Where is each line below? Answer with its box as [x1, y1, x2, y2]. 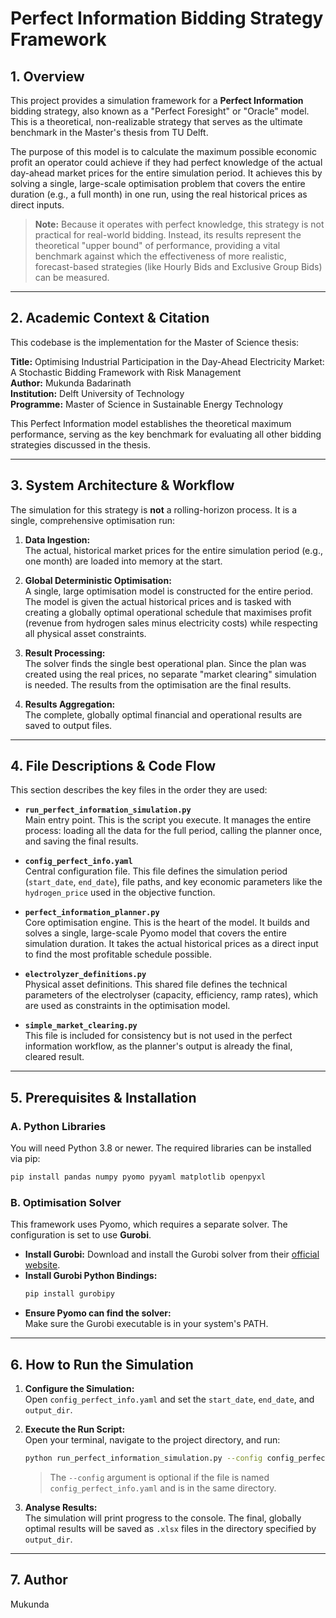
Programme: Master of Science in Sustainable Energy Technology [10, 398, 284, 410]
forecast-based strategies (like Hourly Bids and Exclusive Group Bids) [34, 261, 323, 272]
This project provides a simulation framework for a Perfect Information [10, 95, 304, 106]
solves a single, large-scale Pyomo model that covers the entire [24, 927, 287, 939]
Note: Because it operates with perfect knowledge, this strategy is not [34, 218, 325, 230]
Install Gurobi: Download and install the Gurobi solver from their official [24, 1248, 320, 1261]
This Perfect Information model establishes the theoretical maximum [10, 417, 292, 429]
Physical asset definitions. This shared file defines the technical [24, 978, 288, 991]
